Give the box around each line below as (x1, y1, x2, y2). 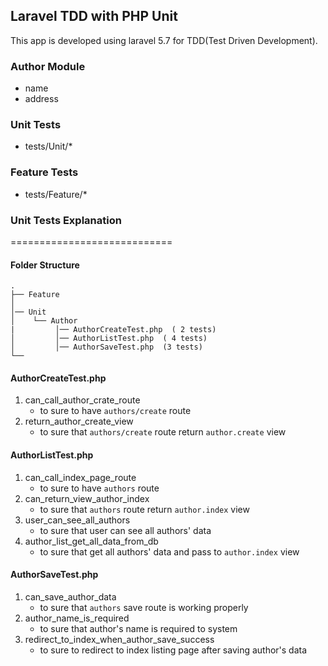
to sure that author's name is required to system (39, 622, 238, 634)
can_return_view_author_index (24, 492, 150, 504)
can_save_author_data (24, 590, 117, 603)
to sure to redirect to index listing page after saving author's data (39, 644, 308, 656)
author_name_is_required (24, 612, 130, 624)
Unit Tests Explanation (10, 213, 122, 227)
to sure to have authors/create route (39, 405, 192, 417)
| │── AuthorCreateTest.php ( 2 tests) (10, 325, 217, 335)
